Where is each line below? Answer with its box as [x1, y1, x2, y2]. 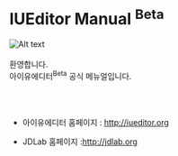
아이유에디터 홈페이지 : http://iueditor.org [22, 116, 169, 127]
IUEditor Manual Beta [9, 5, 165, 30]
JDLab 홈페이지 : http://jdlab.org [22, 136, 138, 147]
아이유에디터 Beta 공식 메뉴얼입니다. [9, 69, 132, 81]
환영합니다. [9, 60, 49, 70]
